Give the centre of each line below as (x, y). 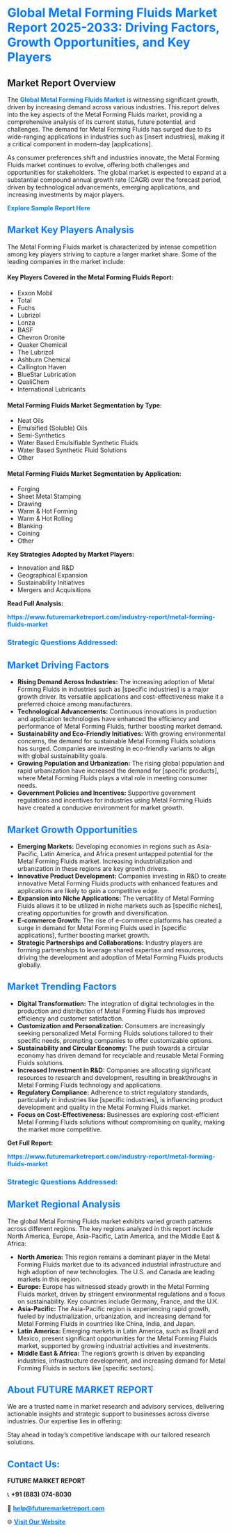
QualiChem (33, 382)
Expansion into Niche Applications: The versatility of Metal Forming (115, 898)
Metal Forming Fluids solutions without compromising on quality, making (121, 1122)
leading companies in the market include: (66, 261)
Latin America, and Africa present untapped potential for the (127, 853)
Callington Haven (42, 367)
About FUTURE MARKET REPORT (81, 1390)
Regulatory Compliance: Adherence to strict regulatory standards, (113, 1092)
